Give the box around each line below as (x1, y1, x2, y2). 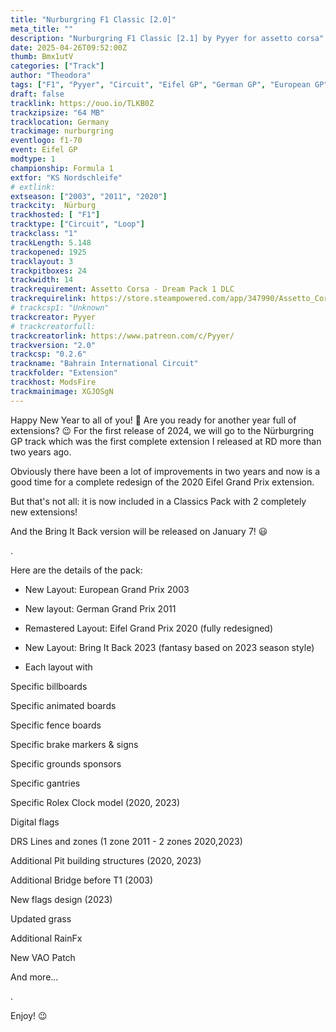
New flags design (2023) (10, 893, 113, 905)
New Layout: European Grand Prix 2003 (24, 583, 190, 595)
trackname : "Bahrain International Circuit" (10, 359, 199, 369)
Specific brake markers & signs (10, 738, 139, 750)
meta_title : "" (10, 24, 74, 34)
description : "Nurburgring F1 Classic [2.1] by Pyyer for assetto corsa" (10, 33, 325, 43)
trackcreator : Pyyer (10, 312, 97, 322)
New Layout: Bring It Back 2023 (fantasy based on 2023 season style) (24, 641, 315, 653)
